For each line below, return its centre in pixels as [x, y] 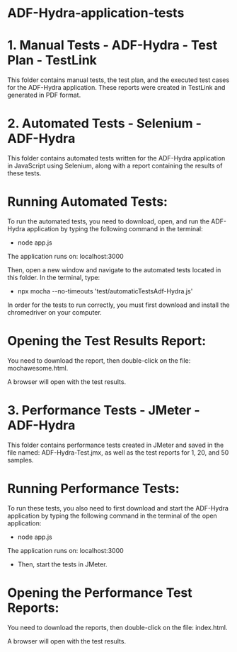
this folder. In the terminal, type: [54, 278]
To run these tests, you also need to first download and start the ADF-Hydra [118, 508]
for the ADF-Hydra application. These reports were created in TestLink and [116, 88]
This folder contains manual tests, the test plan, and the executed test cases [118, 80]
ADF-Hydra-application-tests [96, 13]
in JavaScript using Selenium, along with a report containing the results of [115, 166]
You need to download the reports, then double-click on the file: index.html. [117, 627]
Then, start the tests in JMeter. [62, 564]
